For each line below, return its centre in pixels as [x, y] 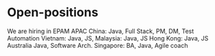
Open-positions [53, 12]
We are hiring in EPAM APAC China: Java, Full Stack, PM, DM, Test [101, 31]
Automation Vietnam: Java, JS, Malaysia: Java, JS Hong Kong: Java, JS [108, 38]
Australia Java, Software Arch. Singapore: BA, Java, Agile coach [98, 45]
